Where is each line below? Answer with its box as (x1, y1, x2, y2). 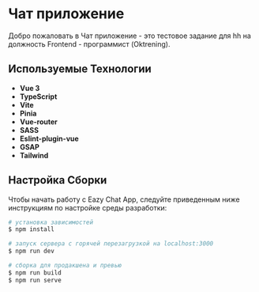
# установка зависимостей (8, 218, 93, 226)
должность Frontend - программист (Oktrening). (8, 39, 171, 48)
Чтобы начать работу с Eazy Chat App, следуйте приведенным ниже (8, 195, 240, 204)
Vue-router (19, 116, 58, 127)
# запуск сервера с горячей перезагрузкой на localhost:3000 (8, 240, 214, 248)
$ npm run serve (8, 276, 62, 284)
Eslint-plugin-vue (19, 134, 79, 143)
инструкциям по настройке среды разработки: (8, 203, 167, 212)
